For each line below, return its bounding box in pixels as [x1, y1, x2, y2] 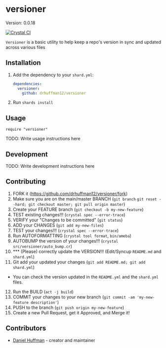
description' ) [31, 299, 59, 305]
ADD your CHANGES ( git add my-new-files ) [12, 222, 104, 228]
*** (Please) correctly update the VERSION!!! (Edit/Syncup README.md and [12, 249, 162, 254]
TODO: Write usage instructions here [5, 136, 81, 142]
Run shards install [12, 99, 53, 105]
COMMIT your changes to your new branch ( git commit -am [12, 294, 135, 300]
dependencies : [12, 81, 42, 86]
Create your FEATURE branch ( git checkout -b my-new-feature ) [12, 206, 144, 212]
